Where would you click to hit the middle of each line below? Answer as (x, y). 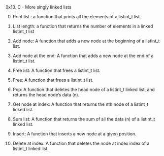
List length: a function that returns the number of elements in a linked (83, 26)
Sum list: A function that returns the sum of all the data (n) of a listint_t (84, 119)
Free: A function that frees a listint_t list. (53, 80)
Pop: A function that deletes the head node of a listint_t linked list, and (83, 90)
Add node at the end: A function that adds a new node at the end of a (83, 56)
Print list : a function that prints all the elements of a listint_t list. (77, 16)
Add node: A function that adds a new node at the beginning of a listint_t (86, 41)
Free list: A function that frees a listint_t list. (56, 70)
